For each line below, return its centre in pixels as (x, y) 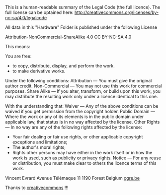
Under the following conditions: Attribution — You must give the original (79, 81)
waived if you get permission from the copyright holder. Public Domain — (80, 111)
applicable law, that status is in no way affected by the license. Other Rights (83, 122)
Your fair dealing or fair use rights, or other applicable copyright (78, 137)
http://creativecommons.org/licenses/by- (117, 12)
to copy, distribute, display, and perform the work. (64, 66)
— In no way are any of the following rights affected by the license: (74, 127)
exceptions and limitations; (40, 142)
